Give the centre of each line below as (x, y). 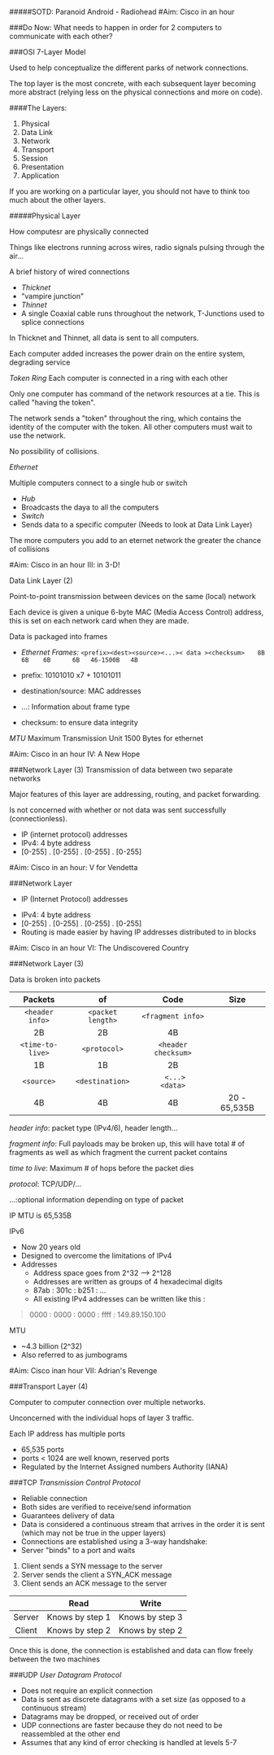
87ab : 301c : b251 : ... (70, 1290)
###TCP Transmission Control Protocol (75, 1482)
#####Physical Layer (45, 216)
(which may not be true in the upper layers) (93, 1533)
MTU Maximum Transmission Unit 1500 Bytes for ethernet (107, 738)
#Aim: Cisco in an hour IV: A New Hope (75, 754)
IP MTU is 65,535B (41, 1215)
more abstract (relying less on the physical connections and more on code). (136, 92)
